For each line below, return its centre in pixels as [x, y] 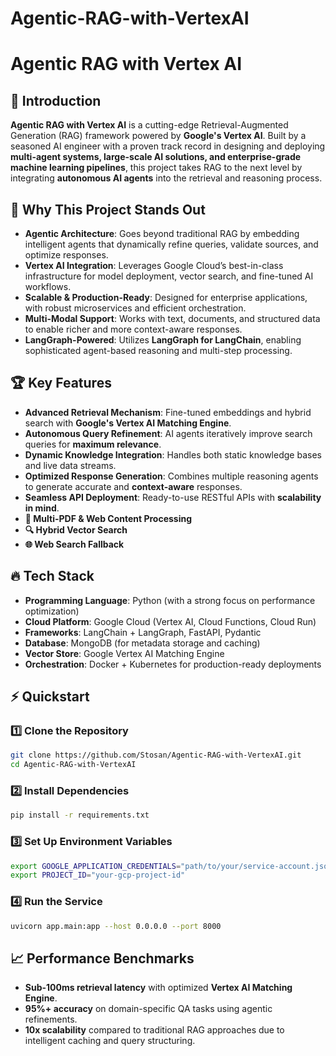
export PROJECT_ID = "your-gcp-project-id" [98, 875]
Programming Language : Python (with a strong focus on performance [170, 600]
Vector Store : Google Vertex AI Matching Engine [124, 653]
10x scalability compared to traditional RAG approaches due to [154, 1030]
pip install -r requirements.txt [80, 815]
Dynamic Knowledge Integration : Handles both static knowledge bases [173, 454]
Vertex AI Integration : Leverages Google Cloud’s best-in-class [154, 265]
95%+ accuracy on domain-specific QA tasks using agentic [148, 1009]
